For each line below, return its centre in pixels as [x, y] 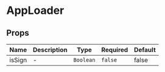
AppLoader [35, 11]
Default [145, 50]
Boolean [84, 60]
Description [50, 50]
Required [115, 50]
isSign [18, 60]
